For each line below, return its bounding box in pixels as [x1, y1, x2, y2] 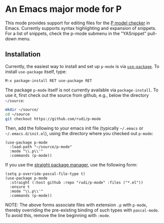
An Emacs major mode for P [5, 3, 122, 15]
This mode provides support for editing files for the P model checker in [5, 20, 151, 26]
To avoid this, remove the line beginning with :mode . [5, 213, 110, 219]
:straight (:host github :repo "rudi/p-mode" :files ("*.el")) [9, 180, 143, 185]
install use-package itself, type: [5, 69, 67, 74]
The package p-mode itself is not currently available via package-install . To [5, 87, 159, 93]
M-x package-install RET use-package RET [5, 78, 92, 83]
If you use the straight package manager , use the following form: [5, 162, 138, 168]
